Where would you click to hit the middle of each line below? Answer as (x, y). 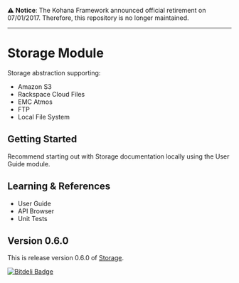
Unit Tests (32, 218)
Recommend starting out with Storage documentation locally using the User (118, 156)
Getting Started (42, 139)
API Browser (36, 211)
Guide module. (29, 164)
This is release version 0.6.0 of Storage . (66, 258)
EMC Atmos (35, 102)
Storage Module (56, 53)
